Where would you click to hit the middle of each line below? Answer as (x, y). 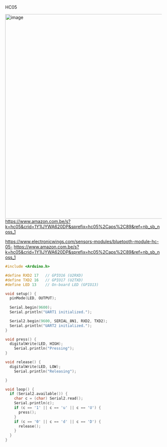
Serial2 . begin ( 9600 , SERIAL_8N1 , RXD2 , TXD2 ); (59, 321)
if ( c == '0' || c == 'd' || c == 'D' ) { (58, 422)
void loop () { (20, 389)
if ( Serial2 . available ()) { (39, 394)
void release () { (23, 362)
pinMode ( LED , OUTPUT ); (33, 298)
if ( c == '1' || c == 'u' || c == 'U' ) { (58, 408)
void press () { (21, 339)
